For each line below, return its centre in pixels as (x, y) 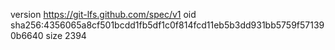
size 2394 (66, 35)
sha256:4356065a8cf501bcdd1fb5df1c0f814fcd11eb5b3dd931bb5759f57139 (167, 25)
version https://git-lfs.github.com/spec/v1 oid (103, 14)
